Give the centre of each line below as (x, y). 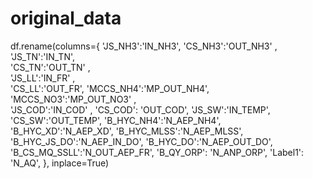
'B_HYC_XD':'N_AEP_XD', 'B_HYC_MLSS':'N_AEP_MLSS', (127, 131)
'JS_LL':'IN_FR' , (43, 78)
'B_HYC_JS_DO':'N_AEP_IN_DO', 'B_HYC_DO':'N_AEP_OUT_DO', (141, 141)
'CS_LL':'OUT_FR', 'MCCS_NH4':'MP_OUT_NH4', (110, 88)
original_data (66, 18)
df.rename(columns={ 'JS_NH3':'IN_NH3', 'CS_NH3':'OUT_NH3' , (144, 46)
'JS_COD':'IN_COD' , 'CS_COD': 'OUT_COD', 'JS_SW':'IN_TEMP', (140, 109)
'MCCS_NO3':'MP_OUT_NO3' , (73, 99)
